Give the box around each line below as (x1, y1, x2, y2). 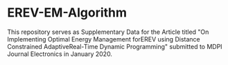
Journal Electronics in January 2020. (7, 50, 113, 58)
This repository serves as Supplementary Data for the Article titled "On (7, 28, 209, 36)
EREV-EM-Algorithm (7, 5, 127, 21)
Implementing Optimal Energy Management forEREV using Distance (7, 35, 200, 43)
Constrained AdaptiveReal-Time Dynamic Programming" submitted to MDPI (7, 42, 223, 50)
